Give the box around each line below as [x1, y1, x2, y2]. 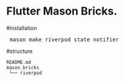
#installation [6, 24, 37, 32]
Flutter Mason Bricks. [6, 4, 118, 18]
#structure [6, 47, 33, 55]
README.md [6, 59, 32, 65]
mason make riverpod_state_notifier [9, 36, 120, 43]
